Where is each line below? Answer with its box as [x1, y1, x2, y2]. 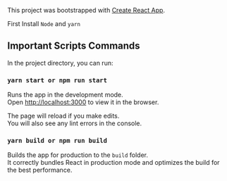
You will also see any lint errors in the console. [7, 119, 142, 127]
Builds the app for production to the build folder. [7, 151, 149, 159]
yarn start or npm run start [7, 76, 108, 84]
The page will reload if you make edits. [7, 112, 120, 120]
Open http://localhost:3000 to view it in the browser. [7, 98, 159, 106]
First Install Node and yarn [7, 20, 81, 27]
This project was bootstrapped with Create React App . [7, 6, 166, 14]
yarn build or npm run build [7, 137, 108, 145]
